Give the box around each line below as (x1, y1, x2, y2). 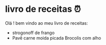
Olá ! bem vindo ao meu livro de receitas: (5, 20, 88, 26)
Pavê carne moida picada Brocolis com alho (12, 35, 102, 41)
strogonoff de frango (12, 30, 55, 36)
